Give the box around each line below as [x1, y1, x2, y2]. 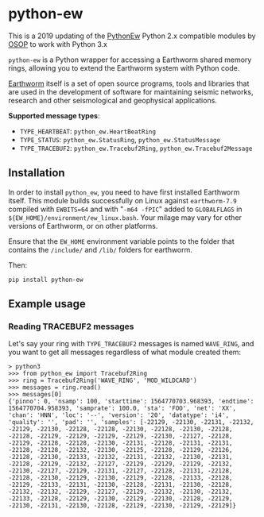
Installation [8, 166, 65, 179]
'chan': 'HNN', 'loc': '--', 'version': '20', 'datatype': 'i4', [8, 411, 229, 419]
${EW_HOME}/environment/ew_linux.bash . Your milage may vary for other [8, 212, 243, 222]
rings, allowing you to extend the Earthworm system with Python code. [8, 63, 240, 72]
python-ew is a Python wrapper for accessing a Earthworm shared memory [8, 55, 252, 64]
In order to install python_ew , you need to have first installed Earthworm [8, 187, 240, 197]
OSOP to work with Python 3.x [8, 39, 107, 48]
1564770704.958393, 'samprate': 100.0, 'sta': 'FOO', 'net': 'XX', [8, 404, 237, 413]
